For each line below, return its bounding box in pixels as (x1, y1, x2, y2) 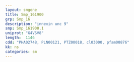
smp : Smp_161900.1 (5, 26, 44, 31)
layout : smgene (5, 7, 37, 12)
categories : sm (5, 49, 37, 54)
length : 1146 (5, 35, 35, 40)
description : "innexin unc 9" (5, 21, 69, 26)
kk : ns (5, 44, 19, 49)
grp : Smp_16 (5, 16, 30, 21)
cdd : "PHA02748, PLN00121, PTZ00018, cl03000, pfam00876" (5, 40, 129, 45)
